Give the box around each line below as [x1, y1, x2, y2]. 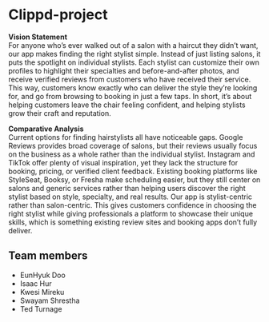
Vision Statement [8, 32, 68, 42]
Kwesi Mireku [19, 287, 65, 296]
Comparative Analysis [8, 124, 84, 133]
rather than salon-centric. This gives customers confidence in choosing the [8, 200, 258, 209]
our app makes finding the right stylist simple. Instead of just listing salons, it [8, 49, 261, 58]
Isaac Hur [19, 278, 52, 288]
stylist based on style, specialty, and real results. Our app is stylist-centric [8, 192, 253, 201]
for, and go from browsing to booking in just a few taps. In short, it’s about [8, 91, 252, 101]
